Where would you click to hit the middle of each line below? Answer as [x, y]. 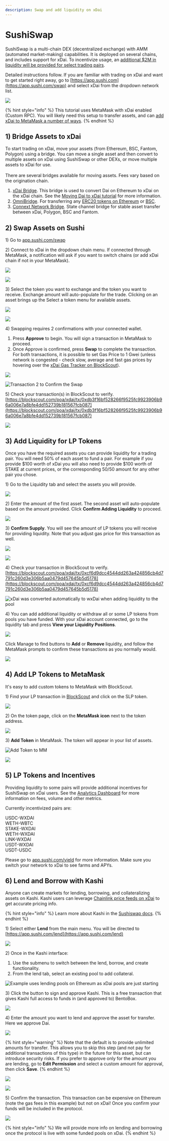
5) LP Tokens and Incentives [50, 776]
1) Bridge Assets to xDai [43, 136]
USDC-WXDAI [20, 818]
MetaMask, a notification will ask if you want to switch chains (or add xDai [82, 255]
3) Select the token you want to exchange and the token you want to [76, 289]
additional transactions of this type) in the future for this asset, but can [78, 1053]
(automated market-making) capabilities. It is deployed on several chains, [81, 54]
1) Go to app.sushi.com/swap [35, 240]
